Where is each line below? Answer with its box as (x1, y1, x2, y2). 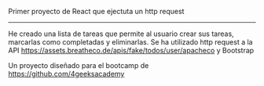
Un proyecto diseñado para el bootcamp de (8, 61, 149, 70)
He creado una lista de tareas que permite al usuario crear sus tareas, (8, 29, 234, 38)
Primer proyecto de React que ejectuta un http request (8, 7, 185, 16)
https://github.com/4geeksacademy (8, 70, 125, 78)
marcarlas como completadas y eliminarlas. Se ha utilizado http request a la (8, 38, 253, 46)
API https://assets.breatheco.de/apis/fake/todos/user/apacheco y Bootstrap (8, 46, 255, 55)
